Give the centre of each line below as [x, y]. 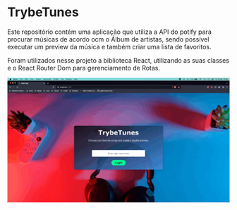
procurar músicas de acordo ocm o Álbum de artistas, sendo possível [108, 39]
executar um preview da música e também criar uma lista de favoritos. [109, 47]
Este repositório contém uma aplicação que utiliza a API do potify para [109, 32]
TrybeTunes [43, 12]
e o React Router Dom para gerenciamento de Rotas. [84, 68]
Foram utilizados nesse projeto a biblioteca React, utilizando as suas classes [118, 60]
